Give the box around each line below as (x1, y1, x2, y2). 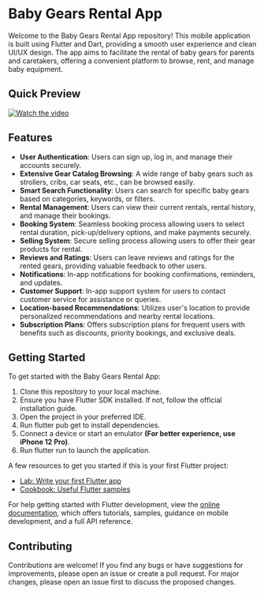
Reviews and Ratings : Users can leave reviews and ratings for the (19, 252, 235, 262)
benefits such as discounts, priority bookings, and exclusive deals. (19, 328, 236, 338)
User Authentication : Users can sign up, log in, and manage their (19, 151, 233, 162)
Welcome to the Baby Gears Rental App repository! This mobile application (8, 31, 251, 40)
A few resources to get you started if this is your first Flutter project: (8, 461, 229, 470)
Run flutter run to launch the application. (19, 446, 151, 455)
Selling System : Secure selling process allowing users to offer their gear (19, 236, 256, 245)
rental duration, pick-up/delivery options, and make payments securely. (19, 227, 252, 237)
